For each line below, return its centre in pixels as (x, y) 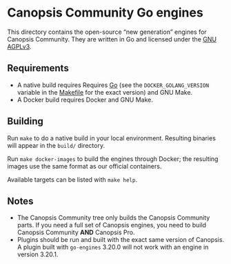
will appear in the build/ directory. (56, 145)
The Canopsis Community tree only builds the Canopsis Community (113, 218)
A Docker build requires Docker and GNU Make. (85, 100)
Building (25, 121)
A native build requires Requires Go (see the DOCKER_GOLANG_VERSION (113, 85)
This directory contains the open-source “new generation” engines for (107, 32)
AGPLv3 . (19, 46)
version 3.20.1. (38, 254)
